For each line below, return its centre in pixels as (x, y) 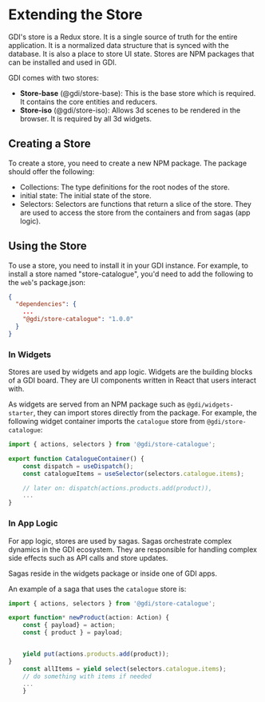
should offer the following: (51, 171)
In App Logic (33, 523)
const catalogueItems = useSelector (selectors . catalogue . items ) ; (134, 474)
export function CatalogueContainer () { (77, 458)
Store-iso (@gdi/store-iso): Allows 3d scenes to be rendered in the (130, 110)
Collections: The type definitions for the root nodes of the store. (125, 187)
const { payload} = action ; (69, 625)
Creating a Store (50, 144)
